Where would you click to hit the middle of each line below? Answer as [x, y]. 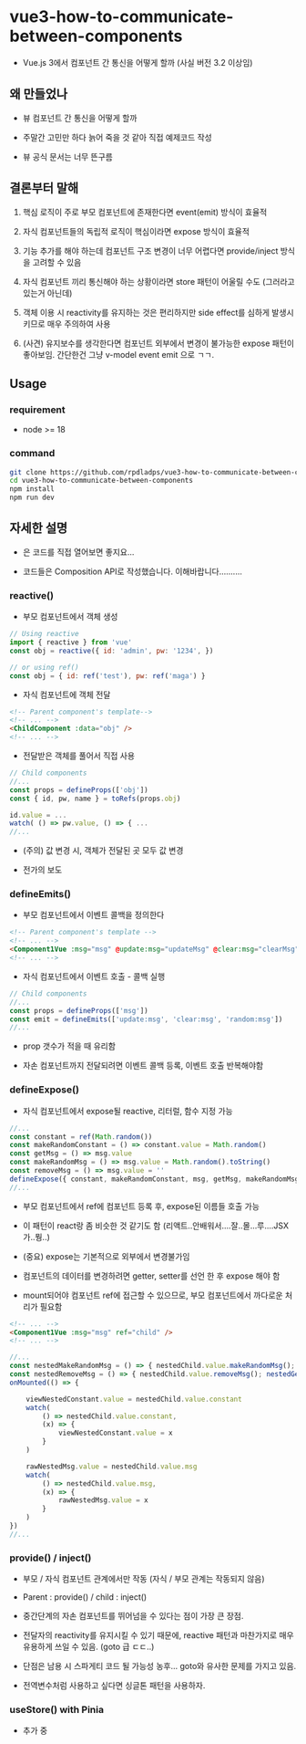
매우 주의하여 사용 [79, 324]
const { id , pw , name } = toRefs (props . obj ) [95, 799]
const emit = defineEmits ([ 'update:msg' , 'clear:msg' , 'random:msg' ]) [146, 1019]
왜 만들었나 [39, 94]
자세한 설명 [39, 528]
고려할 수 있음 [57, 262]
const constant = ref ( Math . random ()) [81, 1137]
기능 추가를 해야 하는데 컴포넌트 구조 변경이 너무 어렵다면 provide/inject [150, 251]
